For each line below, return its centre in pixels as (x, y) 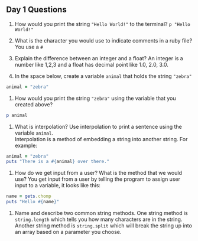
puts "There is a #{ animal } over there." (58, 162)
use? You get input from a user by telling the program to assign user (97, 179)
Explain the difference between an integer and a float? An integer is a (99, 58)
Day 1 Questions (36, 10)
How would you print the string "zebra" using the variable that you (95, 98)
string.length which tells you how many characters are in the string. (98, 219)
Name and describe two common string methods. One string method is (101, 213)
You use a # (29, 47)
